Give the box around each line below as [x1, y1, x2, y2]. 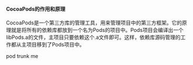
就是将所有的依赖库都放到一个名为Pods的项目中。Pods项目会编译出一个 [10, 27, 184, 34]
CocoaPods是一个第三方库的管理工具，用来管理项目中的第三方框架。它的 [6, 19, 183, 26]
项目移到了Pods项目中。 [26, 41, 85, 48]
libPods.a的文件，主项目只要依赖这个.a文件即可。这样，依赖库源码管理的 [6, 34, 181, 41]
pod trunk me [6, 53, 38, 60]
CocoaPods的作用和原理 [6, 5, 66, 12]
